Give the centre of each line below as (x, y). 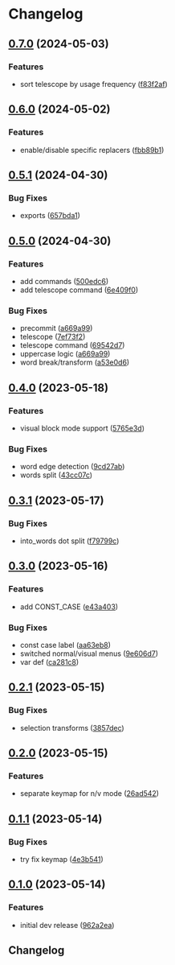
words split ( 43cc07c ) (56, 475)
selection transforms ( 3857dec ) (72, 728)
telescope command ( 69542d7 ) (72, 345)
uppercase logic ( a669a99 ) (65, 354)
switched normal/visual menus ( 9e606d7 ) (89, 654)
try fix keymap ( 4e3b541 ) (62, 859)
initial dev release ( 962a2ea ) (67, 925)
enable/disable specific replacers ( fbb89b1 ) (92, 150)
